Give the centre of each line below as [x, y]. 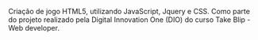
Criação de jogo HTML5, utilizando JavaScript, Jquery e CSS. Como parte [129, 11]
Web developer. [34, 28]
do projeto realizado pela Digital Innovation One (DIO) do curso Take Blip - [129, 20]
